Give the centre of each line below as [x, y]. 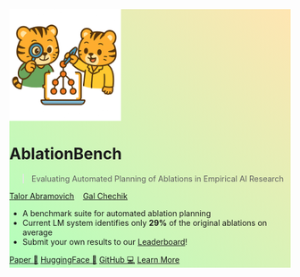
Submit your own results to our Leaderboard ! [104, 241]
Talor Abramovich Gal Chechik [68, 196]
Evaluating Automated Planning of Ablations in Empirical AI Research [157, 179]
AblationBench [66, 154]
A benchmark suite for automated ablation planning [117, 213]
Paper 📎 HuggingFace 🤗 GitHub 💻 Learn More [95, 259]
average [37, 232]
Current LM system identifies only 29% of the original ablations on [145, 222]
